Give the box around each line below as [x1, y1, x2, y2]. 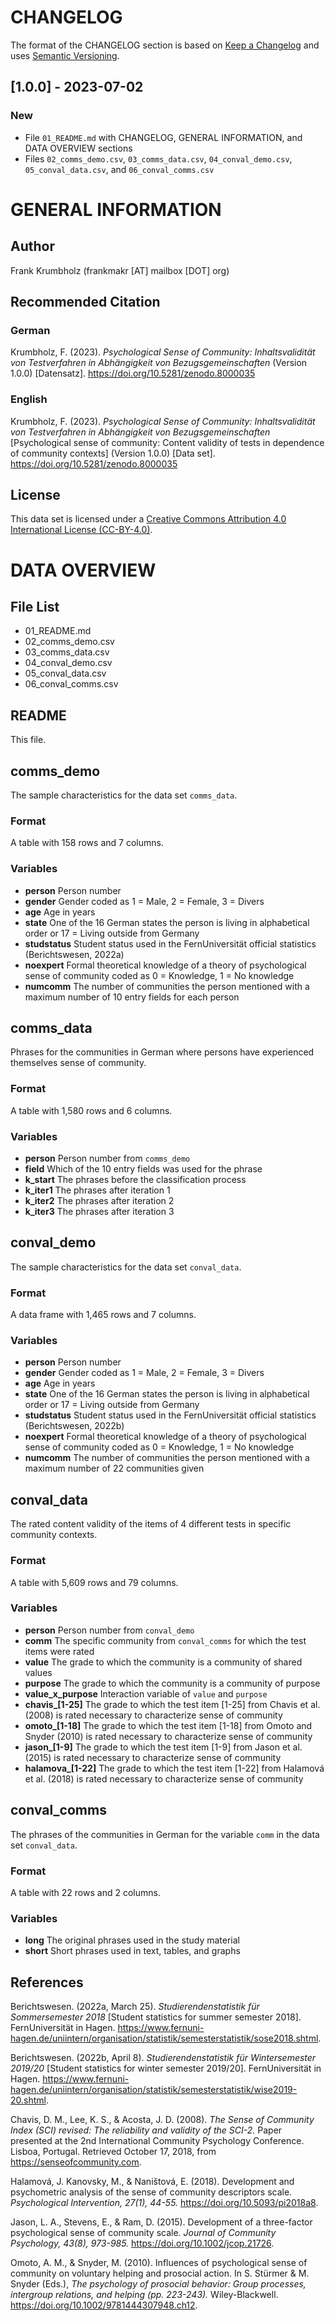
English [10, 392, 48, 406]
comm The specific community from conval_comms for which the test [24, 1634, 307, 1646]
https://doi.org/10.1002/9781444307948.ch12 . [10, 2299, 198, 2311]
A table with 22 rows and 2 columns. [10, 1886, 161, 1898]
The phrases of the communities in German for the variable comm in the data [10, 1828, 320, 1840]
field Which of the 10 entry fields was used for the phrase [24, 1163, 263, 1175]
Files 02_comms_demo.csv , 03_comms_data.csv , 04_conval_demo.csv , [24, 152, 293, 165]
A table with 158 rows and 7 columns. [10, 837, 164, 849]
